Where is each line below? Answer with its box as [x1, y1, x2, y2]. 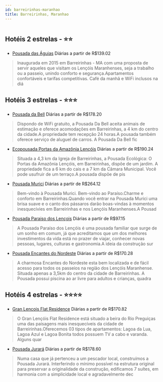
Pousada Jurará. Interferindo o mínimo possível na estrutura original [17, 360, 155, 367]
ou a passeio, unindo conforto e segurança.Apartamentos [17, 70, 134, 76]
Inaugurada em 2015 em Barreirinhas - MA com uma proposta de [17, 60, 148, 66]
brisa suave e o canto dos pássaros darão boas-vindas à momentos [17, 201, 154, 207]
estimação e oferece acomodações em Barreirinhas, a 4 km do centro [17, 126, 158, 132]
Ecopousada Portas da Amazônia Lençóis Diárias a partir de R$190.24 [12, 146, 154, 152]
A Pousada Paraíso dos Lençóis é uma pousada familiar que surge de [17, 225, 158, 231]
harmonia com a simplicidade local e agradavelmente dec [17, 371, 134, 377]
